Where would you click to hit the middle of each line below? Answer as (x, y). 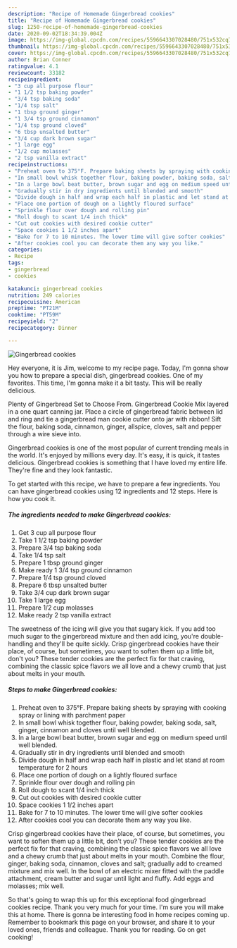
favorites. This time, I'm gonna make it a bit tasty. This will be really (105, 383)
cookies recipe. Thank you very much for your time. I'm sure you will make (116, 907)
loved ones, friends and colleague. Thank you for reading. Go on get (107, 929)
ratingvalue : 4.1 (33, 66)
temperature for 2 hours (53, 767)
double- (212, 636)
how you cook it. (32, 498)
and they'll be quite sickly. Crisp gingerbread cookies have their (127, 644)
